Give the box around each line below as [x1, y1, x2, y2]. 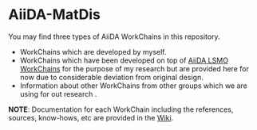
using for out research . [19, 89, 97, 98]
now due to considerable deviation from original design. [19, 72, 204, 82]
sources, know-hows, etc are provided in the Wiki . [8, 113, 174, 122]
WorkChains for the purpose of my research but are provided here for [19, 63, 249, 73]
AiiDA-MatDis [8, 6, 101, 24]
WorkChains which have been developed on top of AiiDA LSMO [19, 55, 229, 65]
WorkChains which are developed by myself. [19, 47, 167, 56]
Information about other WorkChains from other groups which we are [19, 81, 247, 90]
